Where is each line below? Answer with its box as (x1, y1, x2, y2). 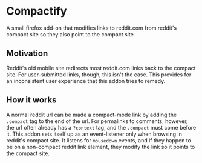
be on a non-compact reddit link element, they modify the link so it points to (6, 143, 195, 150)
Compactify (6, 4, 67, 18)
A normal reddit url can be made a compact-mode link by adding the (6, 111, 177, 118)
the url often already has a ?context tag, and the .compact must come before (6, 124, 197, 131)
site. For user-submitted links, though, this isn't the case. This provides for (6, 71, 192, 78)
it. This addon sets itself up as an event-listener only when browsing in (6, 130, 183, 138)
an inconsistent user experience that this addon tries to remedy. (6, 77, 166, 84)
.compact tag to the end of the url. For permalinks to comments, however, (6, 117, 188, 125)
